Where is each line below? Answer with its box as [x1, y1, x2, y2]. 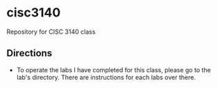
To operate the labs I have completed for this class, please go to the [16, 65, 211, 74]
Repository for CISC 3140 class [6, 27, 96, 36]
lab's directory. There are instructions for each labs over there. [16, 73, 196, 81]
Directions [6, 47, 53, 59]
